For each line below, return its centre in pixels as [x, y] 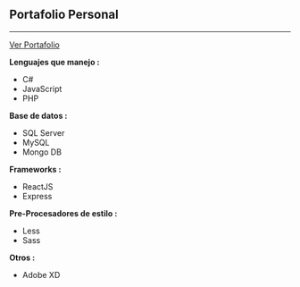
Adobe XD [41, 274]
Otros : [22, 257]
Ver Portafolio [34, 45]
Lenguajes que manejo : [54, 62]
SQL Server [43, 132]
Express [37, 196]
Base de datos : [38, 115]
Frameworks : [35, 169]
